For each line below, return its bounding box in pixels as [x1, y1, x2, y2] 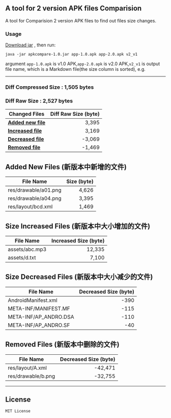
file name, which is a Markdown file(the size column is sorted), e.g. [5, 66, 146, 72]
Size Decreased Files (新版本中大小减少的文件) [5, 273, 153, 281]
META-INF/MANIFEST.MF [8, 305, 70, 312]
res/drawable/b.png [8, 372, 55, 379]
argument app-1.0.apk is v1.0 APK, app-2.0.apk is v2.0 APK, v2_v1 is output [5, 61, 160, 67]
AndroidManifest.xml [8, 297, 58, 304]
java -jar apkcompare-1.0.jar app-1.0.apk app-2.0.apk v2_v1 [5, 52, 138, 57]
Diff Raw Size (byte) [50, 111, 100, 118]
